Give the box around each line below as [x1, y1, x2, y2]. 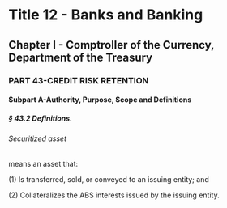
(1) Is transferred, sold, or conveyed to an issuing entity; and [8, 174, 209, 184]
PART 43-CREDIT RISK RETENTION [8, 74, 149, 86]
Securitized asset [8, 134, 67, 143]
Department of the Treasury [8, 50, 153, 64]
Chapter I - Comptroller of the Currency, [8, 38, 215, 52]
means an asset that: [8, 159, 79, 168]
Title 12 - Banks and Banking [8, 6, 203, 24]
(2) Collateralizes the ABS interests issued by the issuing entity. [8, 190, 221, 200]
